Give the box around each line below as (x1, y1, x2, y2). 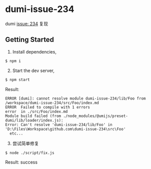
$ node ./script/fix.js (5, 150, 55, 155)
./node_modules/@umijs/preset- (63, 113, 128, 118)
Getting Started (5, 35, 54, 44)
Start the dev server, (12, 67, 55, 73)
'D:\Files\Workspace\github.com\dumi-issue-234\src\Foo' (5, 126, 126, 131)
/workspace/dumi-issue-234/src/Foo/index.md (5, 100, 99, 105)
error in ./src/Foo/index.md (5, 109, 68, 114)
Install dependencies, (12, 48, 57, 54)
